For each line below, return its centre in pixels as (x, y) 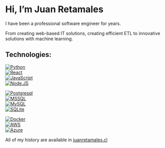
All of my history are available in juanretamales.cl (56, 140)
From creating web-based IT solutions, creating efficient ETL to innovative (83, 33)
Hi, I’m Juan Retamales (54, 9)
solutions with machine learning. (39, 39)
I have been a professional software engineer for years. (63, 23)
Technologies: (28, 55)
